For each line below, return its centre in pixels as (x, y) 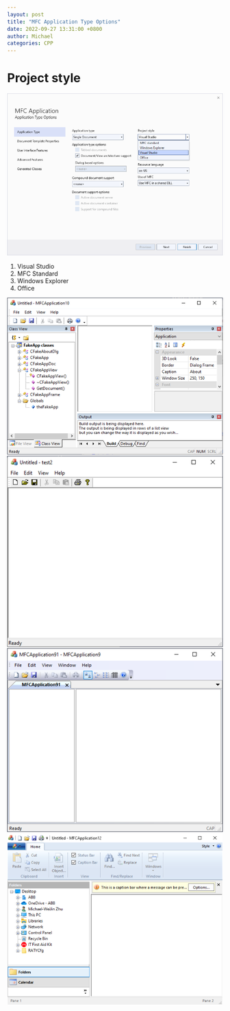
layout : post (26, 14)
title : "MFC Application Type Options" (64, 22)
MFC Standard (37, 273)
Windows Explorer (43, 281)
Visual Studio (36, 267)
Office (26, 289)
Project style (44, 78)
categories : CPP (30, 44)
